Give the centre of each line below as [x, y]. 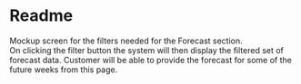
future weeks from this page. [64, 70]
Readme [41, 16]
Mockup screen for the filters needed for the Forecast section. [126, 41]
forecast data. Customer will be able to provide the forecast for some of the [151, 60]
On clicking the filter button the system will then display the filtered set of [147, 50]
